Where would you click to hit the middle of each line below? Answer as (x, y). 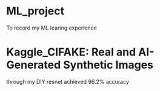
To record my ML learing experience (52, 28)
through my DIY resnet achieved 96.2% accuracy (68, 81)
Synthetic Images (108, 65)
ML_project (35, 11)
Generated (34, 65)
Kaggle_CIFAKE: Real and (71, 52)
